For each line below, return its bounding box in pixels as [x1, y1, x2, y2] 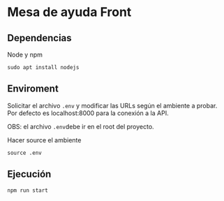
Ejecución [7, 168, 52, 180]
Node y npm [7, 50, 43, 59]
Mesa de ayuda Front [7, 4, 132, 20]
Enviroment [7, 83, 59, 95]
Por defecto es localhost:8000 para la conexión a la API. [7, 109, 169, 117]
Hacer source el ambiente [7, 135, 82, 144]
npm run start [7, 186, 49, 194]
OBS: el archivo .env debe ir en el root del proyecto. [7, 122, 155, 131]
